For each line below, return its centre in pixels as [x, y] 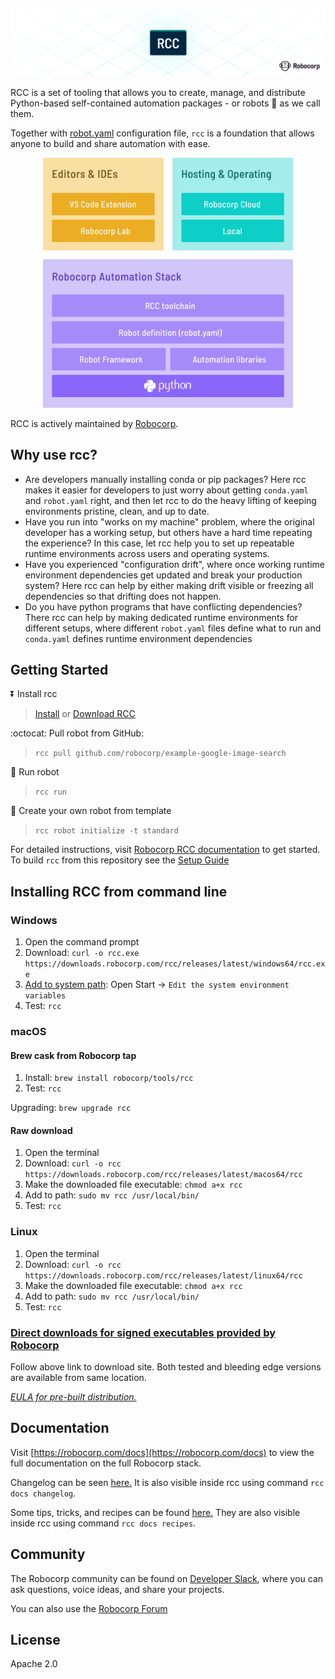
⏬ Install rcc [34, 694]
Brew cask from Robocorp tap [73, 1055]
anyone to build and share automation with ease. [110, 143]
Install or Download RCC [85, 714]
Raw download [41, 1130]
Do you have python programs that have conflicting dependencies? [163, 606]
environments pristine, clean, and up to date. [117, 511]
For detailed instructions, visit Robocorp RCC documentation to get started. [165, 850]
